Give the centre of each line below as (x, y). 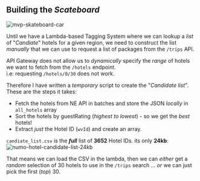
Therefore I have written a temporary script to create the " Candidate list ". (98, 85)
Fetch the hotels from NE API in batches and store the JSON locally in (102, 103)
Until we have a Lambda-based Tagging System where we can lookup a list (100, 36)
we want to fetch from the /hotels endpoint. (61, 67)
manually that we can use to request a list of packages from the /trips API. (100, 49)
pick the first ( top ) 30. (34, 171)
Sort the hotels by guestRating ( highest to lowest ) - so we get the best (102, 116)
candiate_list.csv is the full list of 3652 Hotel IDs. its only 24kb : (88, 141)
